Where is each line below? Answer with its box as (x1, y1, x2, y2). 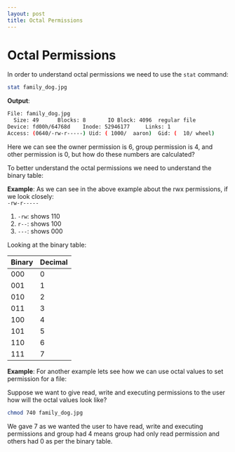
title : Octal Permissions (7, 17, 83, 24)
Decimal (39, 257, 68, 267)
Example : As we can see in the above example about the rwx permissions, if (7, 184, 228, 193)
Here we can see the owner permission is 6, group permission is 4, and (7, 142, 213, 151)
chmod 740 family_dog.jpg (7, 409, 83, 416)
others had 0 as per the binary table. (7, 437, 113, 445)
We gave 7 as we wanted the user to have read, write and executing (7, 422, 203, 430)
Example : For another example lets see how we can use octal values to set (7, 367, 224, 375)
